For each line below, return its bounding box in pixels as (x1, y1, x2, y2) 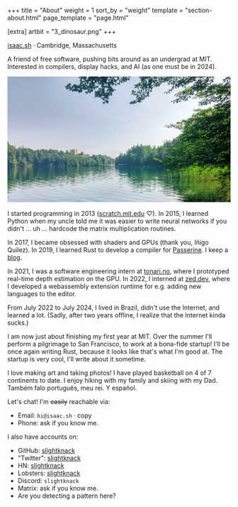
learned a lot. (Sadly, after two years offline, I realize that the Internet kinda (7, 311, 226, 319)
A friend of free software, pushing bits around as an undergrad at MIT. (7, 55, 212, 63)
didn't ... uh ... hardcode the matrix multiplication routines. (7, 224, 176, 233)
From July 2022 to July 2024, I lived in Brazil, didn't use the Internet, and (7, 303, 220, 312)
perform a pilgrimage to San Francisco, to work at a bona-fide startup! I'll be (7, 340, 230, 348)
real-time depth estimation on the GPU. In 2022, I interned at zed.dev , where (7, 275, 230, 283)
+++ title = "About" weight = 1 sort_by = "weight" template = (7, 6, 183, 14)
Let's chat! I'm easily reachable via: (7, 398, 110, 405)
